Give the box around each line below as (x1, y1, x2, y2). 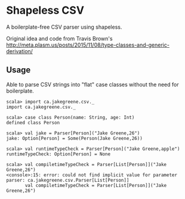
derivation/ (6, 47, 33, 54)
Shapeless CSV (6, 4, 85, 17)
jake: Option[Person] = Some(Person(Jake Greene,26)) (6, 135, 143, 141)
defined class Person (6, 120, 60, 125)
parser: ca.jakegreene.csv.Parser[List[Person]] (6, 177, 129, 183)
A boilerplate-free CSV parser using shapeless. (6, 23, 122, 30)
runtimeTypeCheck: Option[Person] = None (6, 151, 111, 157)
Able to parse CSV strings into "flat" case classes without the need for (6, 81, 179, 88)
